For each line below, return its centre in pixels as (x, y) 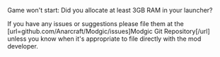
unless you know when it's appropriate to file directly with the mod (104, 39)
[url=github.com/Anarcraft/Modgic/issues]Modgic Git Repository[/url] (109, 31)
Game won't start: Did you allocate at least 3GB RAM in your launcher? (110, 10)
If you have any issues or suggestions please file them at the (95, 24)
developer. (23, 46)
